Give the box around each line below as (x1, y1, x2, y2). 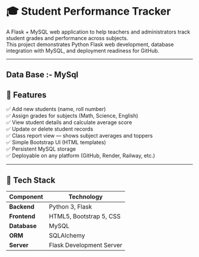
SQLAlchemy (49, 231, 85, 239)
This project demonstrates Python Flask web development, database (6, 41, 174, 48)
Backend (9, 202, 34, 210)
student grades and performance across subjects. (6, 34, 129, 41)
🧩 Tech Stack (6, 175, 56, 185)
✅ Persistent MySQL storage (6, 145, 76, 152)
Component (9, 193, 43, 201)
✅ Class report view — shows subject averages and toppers (6, 132, 153, 139)
